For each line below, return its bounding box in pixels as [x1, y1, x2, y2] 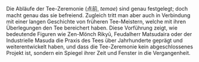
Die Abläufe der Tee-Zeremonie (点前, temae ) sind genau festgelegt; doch [6, 5, 188, 12]
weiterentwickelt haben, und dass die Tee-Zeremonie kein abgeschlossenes [6, 43, 194, 50]
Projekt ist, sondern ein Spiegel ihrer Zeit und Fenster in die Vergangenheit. [6, 50, 191, 56]
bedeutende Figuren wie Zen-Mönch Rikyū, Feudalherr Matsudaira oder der [6, 31, 192, 37]
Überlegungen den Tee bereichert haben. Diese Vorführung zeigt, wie [6, 24, 178, 31]
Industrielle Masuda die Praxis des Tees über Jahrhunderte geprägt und [6, 37, 183, 44]
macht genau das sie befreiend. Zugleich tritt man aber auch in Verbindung [6, 12, 191, 19]
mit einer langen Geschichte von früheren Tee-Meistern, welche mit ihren [6, 18, 186, 25]
